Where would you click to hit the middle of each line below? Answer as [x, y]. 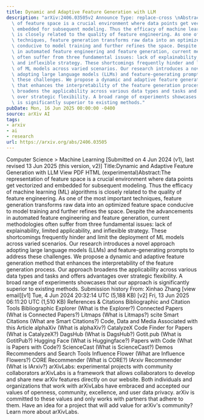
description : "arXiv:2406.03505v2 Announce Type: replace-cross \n [93, 18]
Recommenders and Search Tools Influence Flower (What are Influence [96, 353]
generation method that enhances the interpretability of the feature [90, 263]
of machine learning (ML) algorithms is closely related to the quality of [94, 192]
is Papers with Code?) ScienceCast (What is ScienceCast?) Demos [90, 347]
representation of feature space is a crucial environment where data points [100, 179]
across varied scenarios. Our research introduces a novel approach [90, 243]
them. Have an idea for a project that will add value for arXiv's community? [100, 405]
